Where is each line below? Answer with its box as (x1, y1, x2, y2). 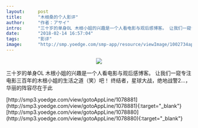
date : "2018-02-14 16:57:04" (6, 31, 94, 37)
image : (6, 42, 22, 48)
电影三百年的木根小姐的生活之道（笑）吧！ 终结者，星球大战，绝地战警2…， (6, 77, 191, 84)
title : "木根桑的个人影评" (6, 14, 78, 20)
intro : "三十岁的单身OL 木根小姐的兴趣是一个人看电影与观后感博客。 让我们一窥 (6, 25, 192, 31)
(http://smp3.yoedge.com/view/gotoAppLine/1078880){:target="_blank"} (6, 114, 183, 122)
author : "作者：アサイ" (6, 19, 70, 25)
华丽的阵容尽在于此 (6, 84, 53, 91)
